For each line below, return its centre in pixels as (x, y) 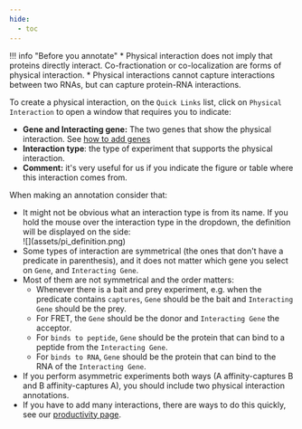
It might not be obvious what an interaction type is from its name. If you (156, 212)
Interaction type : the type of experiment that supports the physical (147, 148)
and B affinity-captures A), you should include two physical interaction (153, 386)
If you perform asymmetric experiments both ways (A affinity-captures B (158, 376)
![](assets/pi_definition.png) (74, 241)
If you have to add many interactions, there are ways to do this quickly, (154, 405)
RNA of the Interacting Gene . (91, 366)
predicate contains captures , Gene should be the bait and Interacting (165, 299)
